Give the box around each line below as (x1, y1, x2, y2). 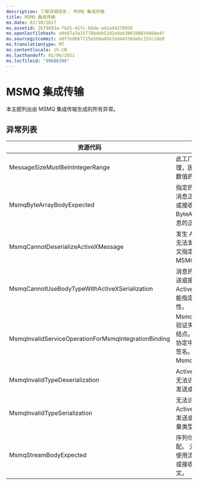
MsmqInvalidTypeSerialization (9, 409, 93, 417)
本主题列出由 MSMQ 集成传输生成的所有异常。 (6, 105, 119, 112)
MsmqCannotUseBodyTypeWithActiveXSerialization (9, 285, 153, 293)
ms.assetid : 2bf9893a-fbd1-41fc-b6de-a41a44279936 (6, 25, 133, 31)
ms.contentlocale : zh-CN (6, 47, 67, 53)
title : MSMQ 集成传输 (6, 14, 56, 20)
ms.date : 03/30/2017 (6, 19, 57, 25)
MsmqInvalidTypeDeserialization (9, 376, 100, 384)
